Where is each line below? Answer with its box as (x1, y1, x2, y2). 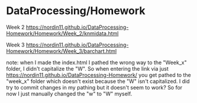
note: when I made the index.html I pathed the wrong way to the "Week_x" (6, 59, 188, 66)
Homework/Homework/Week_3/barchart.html (6, 47, 117, 54)
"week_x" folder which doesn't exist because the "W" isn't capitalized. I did (6, 78, 190, 85)
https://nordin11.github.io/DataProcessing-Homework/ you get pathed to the (6, 71, 191, 78)
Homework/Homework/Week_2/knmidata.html (6, 29, 119, 36)
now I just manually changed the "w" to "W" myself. (6, 90, 133, 97)
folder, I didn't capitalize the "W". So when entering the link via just (6, 65, 169, 72)
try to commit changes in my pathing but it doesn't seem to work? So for (6, 84, 183, 91)
